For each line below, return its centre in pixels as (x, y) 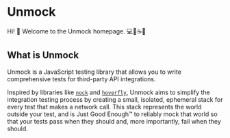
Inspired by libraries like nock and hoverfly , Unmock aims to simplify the (108, 92)
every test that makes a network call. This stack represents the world (104, 107)
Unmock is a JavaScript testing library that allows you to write (94, 72)
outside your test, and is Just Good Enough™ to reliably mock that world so (112, 114)
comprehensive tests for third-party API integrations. (81, 79)
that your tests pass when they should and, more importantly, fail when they (114, 121)
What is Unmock (43, 55)
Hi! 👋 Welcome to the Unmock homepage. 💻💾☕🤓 (77, 31)
